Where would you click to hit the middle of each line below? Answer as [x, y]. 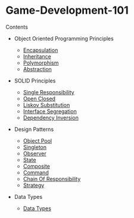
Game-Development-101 [67, 10]
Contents [17, 27]
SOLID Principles [35, 81]
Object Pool [37, 140]
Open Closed [39, 99]
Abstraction [37, 69]
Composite [36, 166]
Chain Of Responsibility [52, 179]
